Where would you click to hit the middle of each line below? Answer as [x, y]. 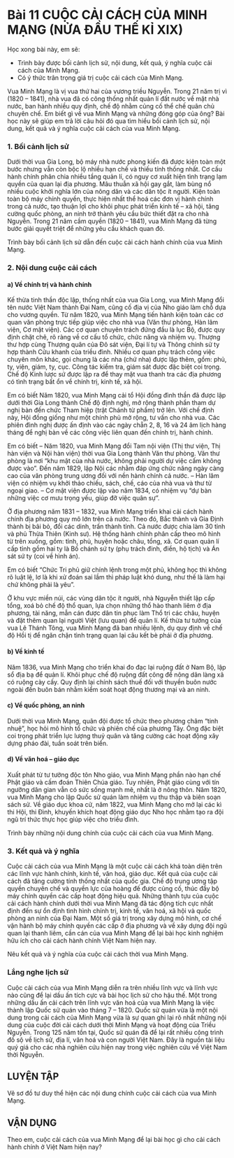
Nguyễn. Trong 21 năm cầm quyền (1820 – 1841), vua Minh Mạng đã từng [112, 221]
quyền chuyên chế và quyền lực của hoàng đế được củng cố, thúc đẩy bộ [113, 889]
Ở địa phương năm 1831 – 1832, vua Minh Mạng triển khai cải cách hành [110, 511]
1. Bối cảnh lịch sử [38, 146]
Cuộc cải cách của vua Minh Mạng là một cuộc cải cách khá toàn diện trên [115, 866]
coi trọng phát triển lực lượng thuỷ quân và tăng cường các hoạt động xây [113, 735]
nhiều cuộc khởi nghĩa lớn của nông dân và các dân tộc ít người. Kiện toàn [114, 192]
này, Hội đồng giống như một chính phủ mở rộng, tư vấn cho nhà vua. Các [114, 418]
